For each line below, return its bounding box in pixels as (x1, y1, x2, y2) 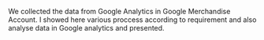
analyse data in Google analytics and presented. (8, 24, 165, 32)
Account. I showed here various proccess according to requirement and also (8, 15, 257, 24)
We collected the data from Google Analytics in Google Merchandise (8, 7, 231, 16)
